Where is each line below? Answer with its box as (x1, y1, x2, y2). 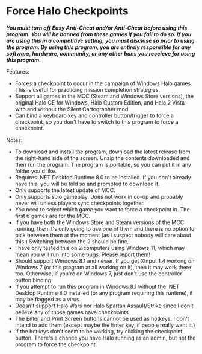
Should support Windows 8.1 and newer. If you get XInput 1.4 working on (14, 257, 195, 264)
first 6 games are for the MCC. (14, 212, 91, 219)
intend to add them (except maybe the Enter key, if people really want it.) (14, 321, 195, 329)
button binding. (14, 276, 53, 283)
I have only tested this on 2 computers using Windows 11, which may (14, 244, 185, 251)
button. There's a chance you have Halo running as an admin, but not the (14, 334, 196, 341)
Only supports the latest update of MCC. (14, 186, 115, 194)
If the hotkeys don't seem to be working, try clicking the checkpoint (14, 327, 183, 335)
